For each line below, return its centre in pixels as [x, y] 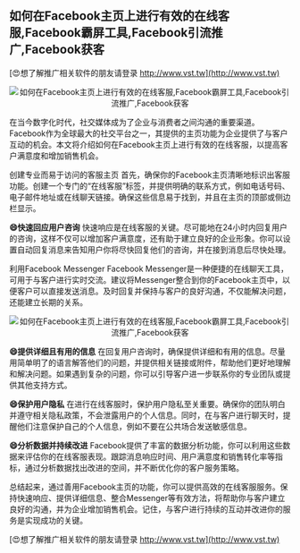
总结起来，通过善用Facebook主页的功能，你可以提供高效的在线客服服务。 [145, 487]
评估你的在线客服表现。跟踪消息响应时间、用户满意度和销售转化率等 [150, 456]
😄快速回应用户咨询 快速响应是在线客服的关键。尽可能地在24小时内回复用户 [148, 227]
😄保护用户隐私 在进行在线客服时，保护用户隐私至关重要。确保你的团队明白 [147, 404]
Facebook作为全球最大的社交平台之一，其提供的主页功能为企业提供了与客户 [149, 133]
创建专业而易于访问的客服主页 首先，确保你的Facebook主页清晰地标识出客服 [150, 174]
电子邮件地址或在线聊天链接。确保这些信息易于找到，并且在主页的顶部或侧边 [150, 197]
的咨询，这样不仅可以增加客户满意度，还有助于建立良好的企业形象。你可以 [146, 238]
